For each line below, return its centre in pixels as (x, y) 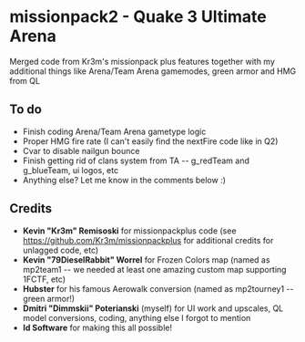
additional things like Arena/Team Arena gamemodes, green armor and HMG (153, 71)
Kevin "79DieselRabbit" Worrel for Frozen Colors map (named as (146, 259)
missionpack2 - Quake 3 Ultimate (138, 17)
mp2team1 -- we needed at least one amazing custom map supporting (154, 269)
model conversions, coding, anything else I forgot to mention (137, 317)
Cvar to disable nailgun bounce (81, 150)
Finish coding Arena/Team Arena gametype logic (114, 131)
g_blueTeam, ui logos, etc (71, 170)
